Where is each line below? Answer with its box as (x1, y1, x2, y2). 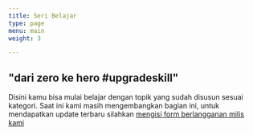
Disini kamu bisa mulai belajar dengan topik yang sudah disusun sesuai (8, 92, 243, 102)
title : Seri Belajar (8, 11, 78, 20)
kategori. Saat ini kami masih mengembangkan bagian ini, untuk (8, 101, 219, 111)
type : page (8, 19, 45, 27)
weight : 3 (8, 34, 42, 43)
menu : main (8, 27, 45, 35)
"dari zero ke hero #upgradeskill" (8, 71, 179, 84)
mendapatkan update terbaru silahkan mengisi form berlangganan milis (8, 109, 245, 119)
